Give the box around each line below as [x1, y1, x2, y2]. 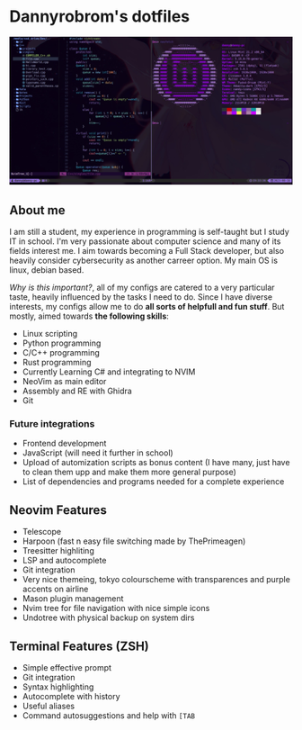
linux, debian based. [9, 265, 84, 275]
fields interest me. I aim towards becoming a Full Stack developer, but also [9, 246, 285, 257]
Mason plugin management [22, 593, 124, 604]
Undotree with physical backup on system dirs [22, 612, 195, 623]
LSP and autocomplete [22, 555, 107, 566]
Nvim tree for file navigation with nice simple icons [22, 603, 210, 614]
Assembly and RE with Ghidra [22, 385, 132, 397]
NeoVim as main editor [22, 376, 107, 387]
